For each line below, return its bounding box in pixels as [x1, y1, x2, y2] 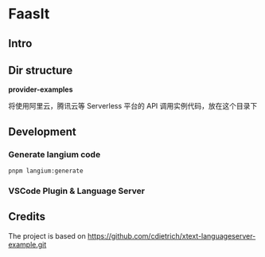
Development [8, 125, 77, 138]
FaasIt [8, 5, 50, 23]
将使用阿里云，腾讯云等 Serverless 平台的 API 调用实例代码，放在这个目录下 [8, 101, 258, 111]
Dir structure [8, 63, 73, 77]
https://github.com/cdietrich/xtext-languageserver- [87, 231, 256, 240]
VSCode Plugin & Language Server [8, 185, 146, 196]
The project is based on [8, 231, 86, 240]
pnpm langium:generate [8, 167, 84, 176]
